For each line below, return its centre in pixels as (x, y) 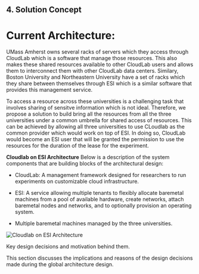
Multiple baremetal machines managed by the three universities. (94, 223)
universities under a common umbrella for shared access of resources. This (99, 120)
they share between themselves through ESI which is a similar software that (99, 83)
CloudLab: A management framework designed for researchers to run (100, 175)
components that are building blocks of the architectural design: (85, 164)
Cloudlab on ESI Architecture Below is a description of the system (88, 157)
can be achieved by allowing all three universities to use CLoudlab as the (95, 127)
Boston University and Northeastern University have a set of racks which (96, 77)
